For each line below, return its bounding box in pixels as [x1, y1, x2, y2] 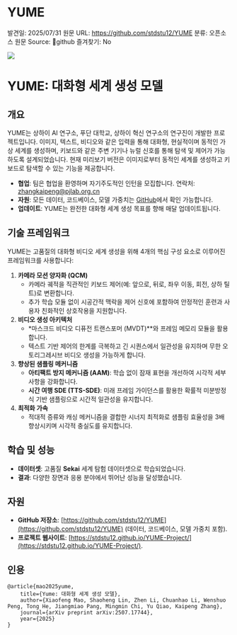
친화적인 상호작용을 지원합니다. [41, 306, 127, 315]
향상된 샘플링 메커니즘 [17, 359, 79, 368]
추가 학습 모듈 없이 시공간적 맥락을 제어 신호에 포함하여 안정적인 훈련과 [28, 297, 223, 306]
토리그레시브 [28, 350, 63, 359]
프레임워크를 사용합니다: [7, 256, 74, 264]
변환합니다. [43, 288, 74, 297]
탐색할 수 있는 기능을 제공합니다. [25, 164, 115, 172]
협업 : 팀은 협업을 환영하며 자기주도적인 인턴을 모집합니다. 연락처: [17, 178, 196, 188]
